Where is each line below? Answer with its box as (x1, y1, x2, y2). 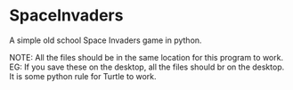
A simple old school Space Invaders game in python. (9, 35, 202, 45)
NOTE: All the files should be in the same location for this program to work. (9, 52, 283, 62)
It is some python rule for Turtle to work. (9, 70, 158, 81)
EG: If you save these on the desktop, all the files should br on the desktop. (9, 61, 285, 72)
